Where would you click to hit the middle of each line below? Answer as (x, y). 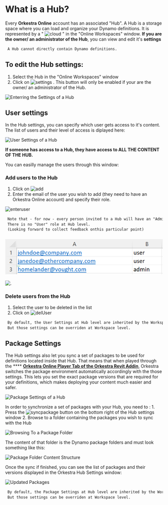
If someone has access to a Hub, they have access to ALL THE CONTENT (82, 150)
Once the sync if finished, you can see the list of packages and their (75, 467)
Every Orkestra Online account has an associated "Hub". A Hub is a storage (83, 23)
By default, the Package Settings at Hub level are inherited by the (81, 492)
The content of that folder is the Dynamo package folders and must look (79, 442)
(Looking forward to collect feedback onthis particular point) (75, 229)
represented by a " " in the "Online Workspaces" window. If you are (83, 34)
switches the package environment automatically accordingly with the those (84, 371)
